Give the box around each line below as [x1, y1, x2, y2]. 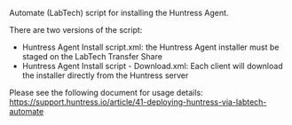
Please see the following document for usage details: [9, 88, 203, 98]
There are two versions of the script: [9, 25, 143, 35]
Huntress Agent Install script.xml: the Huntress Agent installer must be [21, 42, 280, 52]
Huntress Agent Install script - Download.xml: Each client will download [21, 61, 283, 71]
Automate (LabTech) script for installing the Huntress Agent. [9, 8, 229, 18]
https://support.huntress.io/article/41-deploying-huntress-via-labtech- [9, 97, 267, 107]
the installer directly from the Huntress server [21, 70, 189, 81]
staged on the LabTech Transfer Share [21, 51, 162, 61]
